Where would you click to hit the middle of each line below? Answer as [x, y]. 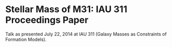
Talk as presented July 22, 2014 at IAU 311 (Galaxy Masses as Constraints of [86, 34]
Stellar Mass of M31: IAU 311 [66, 9]
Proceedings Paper [47, 20]
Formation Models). [26, 39]
